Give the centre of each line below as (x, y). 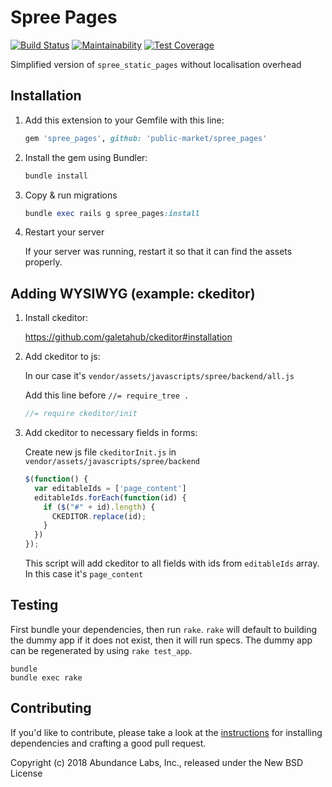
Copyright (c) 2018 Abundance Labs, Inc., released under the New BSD (157, 762)
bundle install (56, 176)
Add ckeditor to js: (62, 357)
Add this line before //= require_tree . (107, 395)
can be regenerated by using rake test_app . (101, 650)
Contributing (51, 708)
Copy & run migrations (71, 195)
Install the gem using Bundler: (86, 157)
